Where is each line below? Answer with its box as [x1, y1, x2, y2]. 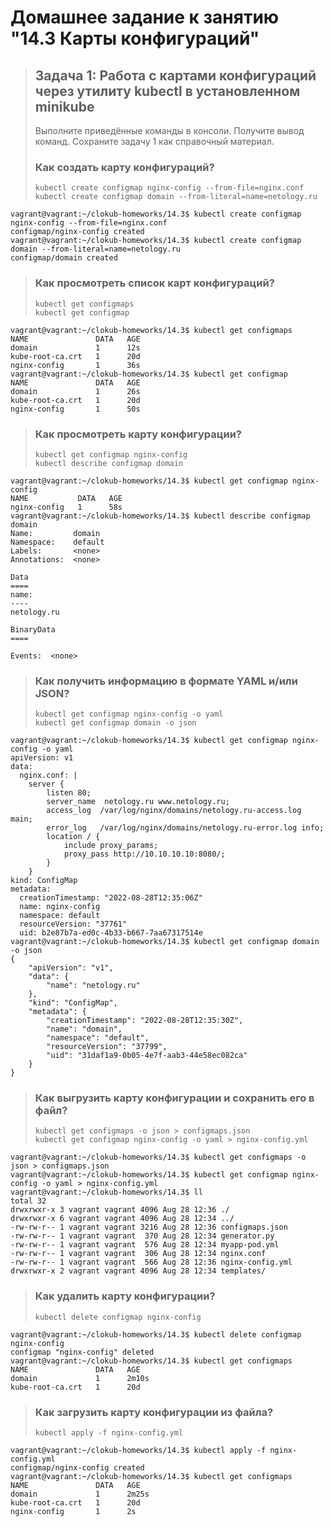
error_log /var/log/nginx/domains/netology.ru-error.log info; [46, 823, 325, 833]
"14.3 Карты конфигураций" [10, 27, 260, 50]
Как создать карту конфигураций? [34, 160, 215, 174]
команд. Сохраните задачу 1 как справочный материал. [34, 136, 275, 147]
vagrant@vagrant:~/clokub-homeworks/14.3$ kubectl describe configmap [10, 511, 311, 521]
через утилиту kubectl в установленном [34, 82, 301, 100]
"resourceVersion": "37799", [46, 1042, 168, 1052]
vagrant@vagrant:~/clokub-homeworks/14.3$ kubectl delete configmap [10, 1329, 302, 1340]
